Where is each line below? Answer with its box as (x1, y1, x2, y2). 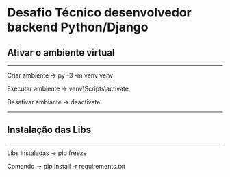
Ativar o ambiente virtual (7, 47, 115, 58)
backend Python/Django (7, 19, 149, 35)
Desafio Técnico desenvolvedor (7, 5, 192, 21)
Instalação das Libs (7, 124, 91, 136)
